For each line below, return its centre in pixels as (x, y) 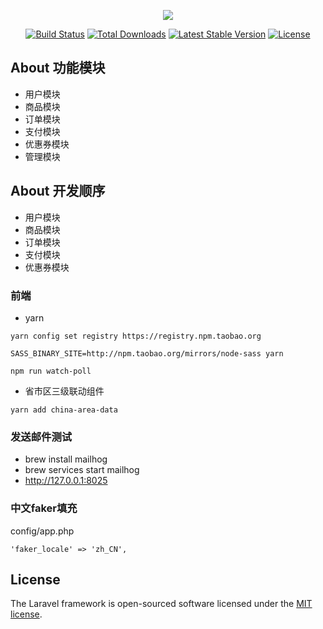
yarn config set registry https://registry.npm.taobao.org (136, 336)
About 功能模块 (58, 68)
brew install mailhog (66, 459)
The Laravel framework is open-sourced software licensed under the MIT (161, 604)
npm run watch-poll (51, 371)
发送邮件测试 (41, 437)
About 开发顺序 (58, 191)
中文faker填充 (44, 508)
